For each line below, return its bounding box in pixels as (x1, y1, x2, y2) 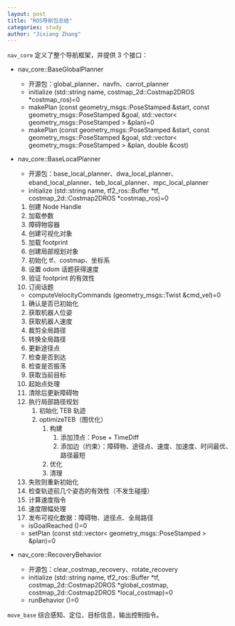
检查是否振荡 (28, 362, 66, 370)
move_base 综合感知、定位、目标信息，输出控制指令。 (7, 611, 163, 620)
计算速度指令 (28, 495, 66, 504)
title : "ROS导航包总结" (7, 17, 73, 24)
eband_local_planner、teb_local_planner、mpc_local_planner (28, 178, 209, 187)
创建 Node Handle (28, 203, 82, 211)
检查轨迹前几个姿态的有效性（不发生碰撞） (28, 487, 154, 495)
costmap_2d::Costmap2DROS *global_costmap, (28, 581, 169, 590)
